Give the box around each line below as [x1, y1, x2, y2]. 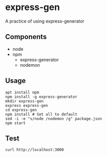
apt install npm [5, 90, 39, 95]
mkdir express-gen [5, 98, 44, 104]
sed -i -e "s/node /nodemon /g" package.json [5, 116, 102, 121]
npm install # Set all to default [5, 112, 78, 117]
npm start [5, 120, 26, 125]
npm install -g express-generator [5, 94, 78, 99]
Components [5, 33, 47, 41]
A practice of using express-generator [5, 18, 84, 24]
